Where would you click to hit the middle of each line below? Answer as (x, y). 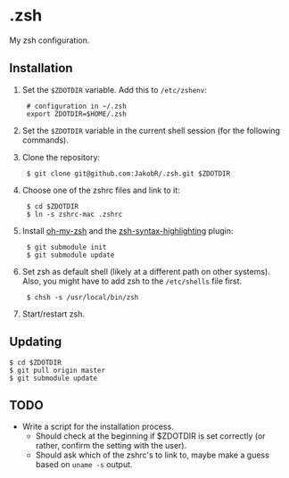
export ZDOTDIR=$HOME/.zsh (76, 114)
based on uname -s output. (84, 465)
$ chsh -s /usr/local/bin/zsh (83, 297)
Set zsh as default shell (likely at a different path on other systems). (146, 271)
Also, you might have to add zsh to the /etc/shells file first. (132, 281)
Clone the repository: (61, 157)
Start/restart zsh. (53, 314)
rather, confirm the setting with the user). (111, 446)
